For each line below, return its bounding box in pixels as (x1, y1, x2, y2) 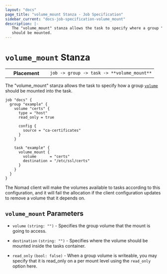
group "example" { (9, 101, 48, 107)
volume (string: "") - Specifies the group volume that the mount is (12, 222, 151, 229)
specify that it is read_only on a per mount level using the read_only (12, 258, 151, 264)
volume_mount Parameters (5, 209, 83, 218)
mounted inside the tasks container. (12, 243, 86, 249)
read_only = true (18, 115, 55, 120)
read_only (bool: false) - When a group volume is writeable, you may (12, 252, 158, 259)
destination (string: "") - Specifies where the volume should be (12, 237, 148, 244)
